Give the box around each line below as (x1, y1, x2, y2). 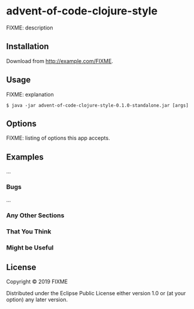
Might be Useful (6, 244, 54, 252)
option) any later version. (6, 296, 68, 304)
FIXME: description (6, 24, 53, 31)
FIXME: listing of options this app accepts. (6, 134, 110, 142)
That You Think (6, 227, 51, 236)
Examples (6, 152, 44, 162)
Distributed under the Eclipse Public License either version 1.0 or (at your (6, 290, 186, 297)
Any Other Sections (6, 211, 65, 220)
